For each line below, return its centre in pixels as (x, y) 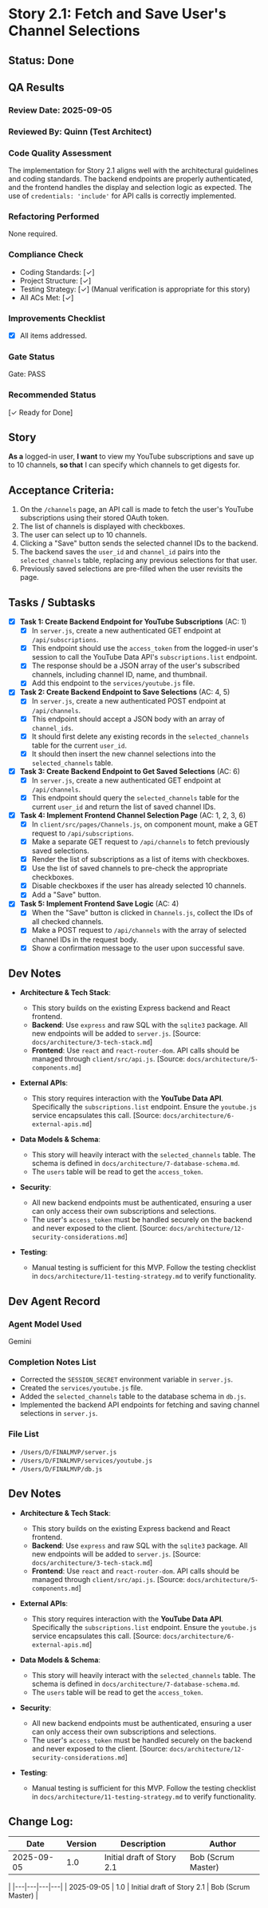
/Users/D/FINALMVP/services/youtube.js (86, 1461)
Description (143, 1844)
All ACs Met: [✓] (47, 297)
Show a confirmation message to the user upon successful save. (138, 948)
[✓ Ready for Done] (41, 412)
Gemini (20, 1342)
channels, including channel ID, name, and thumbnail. (119, 675)
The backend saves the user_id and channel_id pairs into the (120, 552)
